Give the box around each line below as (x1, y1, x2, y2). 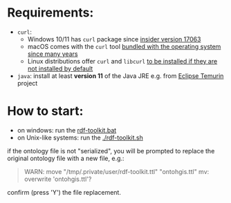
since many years (27, 50, 78, 58)
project (17, 79, 38, 87)
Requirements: (7, 5, 94, 21)
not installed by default (27, 64, 93, 72)
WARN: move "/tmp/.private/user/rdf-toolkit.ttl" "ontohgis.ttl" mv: (24, 167, 210, 175)
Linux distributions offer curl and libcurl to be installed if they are (27, 57, 218, 65)
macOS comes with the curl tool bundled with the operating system (27, 42, 221, 50)
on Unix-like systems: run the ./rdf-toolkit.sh (17, 133, 143, 142)
